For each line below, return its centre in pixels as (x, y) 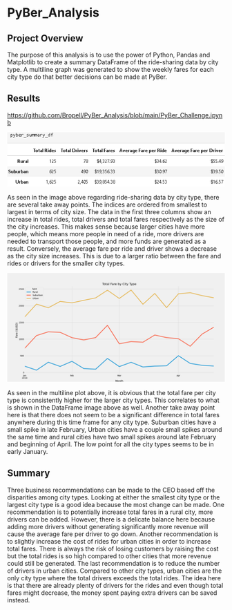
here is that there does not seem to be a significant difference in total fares (113, 414)
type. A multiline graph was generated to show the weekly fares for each (110, 69)
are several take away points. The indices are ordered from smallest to (107, 204)
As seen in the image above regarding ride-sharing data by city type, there (113, 197)
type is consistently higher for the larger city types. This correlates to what (113, 400)
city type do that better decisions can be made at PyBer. (87, 77)
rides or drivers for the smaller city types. (66, 263)
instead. (19, 600)
